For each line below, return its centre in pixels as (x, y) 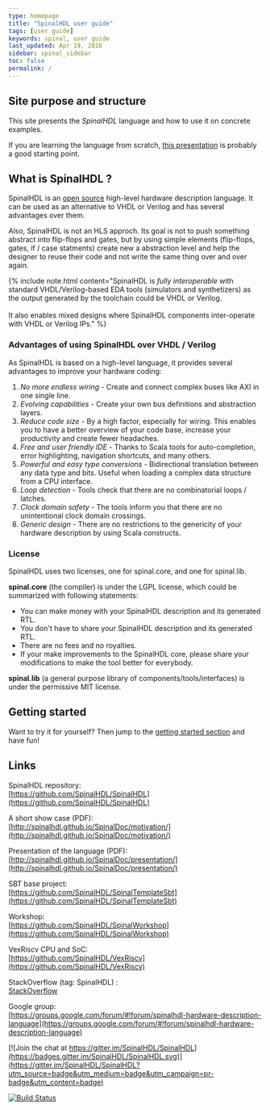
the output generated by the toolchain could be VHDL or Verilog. (115, 298)
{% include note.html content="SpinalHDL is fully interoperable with (121, 281)
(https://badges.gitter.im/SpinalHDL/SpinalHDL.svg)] (96, 1056)
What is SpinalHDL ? (60, 179)
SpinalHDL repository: (45, 785)
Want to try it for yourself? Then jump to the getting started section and (127, 731)
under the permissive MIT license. (65, 687)
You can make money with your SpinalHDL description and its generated (140, 611)
